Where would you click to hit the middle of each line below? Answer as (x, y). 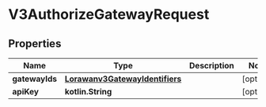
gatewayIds (35, 79)
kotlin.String (88, 92)
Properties (35, 44)
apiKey (26, 92)
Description (212, 66)
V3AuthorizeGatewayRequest (109, 15)
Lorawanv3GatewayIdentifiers (123, 79)
